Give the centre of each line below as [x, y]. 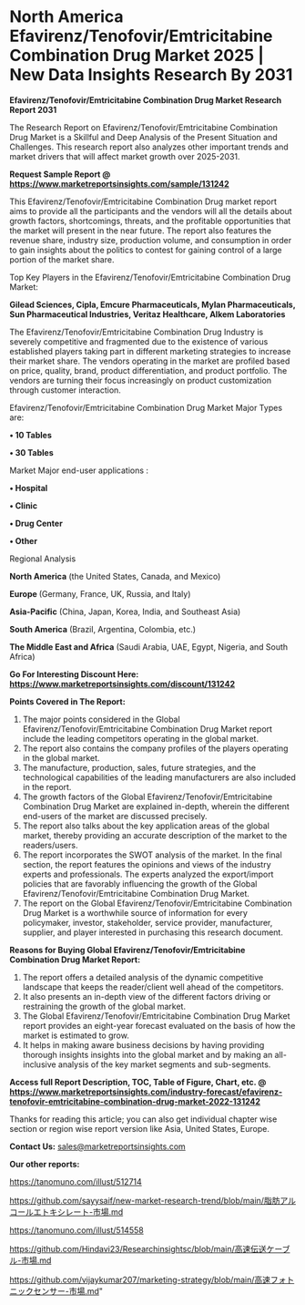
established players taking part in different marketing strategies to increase [150, 351]
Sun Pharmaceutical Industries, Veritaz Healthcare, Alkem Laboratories [147, 314]
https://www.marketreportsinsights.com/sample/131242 [119, 183]
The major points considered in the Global [101, 719]
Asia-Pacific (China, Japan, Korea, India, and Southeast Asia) [125, 611]
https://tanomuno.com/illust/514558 [76, 1230]
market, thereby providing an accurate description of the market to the [155, 835]
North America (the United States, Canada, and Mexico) [115, 576]
